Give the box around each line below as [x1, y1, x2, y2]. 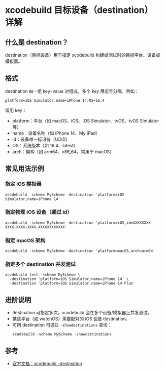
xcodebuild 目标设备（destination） [5, 4, 154, 16]
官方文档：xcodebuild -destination [12, 361, 82, 367]
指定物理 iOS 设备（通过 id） [5, 208, 72, 215]
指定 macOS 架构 [5, 237, 46, 244]
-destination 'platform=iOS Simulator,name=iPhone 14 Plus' [9, 281, 135, 286]
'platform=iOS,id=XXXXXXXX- [95, 220, 153, 225]
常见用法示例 [5, 165, 44, 173]
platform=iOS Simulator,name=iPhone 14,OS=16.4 [5, 98, 105, 103]
